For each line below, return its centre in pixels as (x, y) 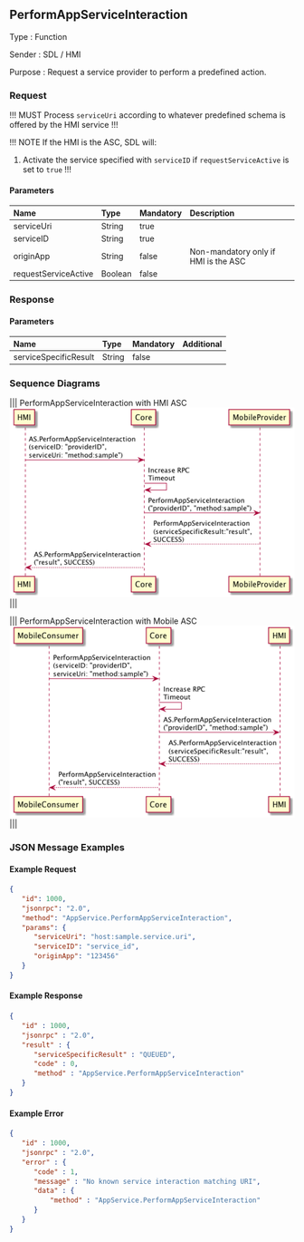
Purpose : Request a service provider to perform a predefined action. (138, 72)
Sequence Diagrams (55, 383)
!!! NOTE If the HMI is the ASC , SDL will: (83, 142)
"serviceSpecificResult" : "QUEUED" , (104, 1054)
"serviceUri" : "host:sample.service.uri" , (114, 937)
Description (212, 213)
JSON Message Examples (67, 847)
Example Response (46, 995)
